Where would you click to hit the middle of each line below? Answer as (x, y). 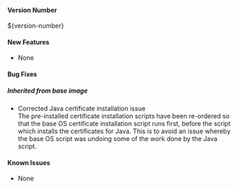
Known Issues (29, 162)
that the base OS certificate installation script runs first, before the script (124, 123)
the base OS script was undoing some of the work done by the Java (118, 138)
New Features (29, 42)
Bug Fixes (22, 74)
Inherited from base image (47, 90)
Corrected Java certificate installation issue (82, 108)
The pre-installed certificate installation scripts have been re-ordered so (124, 116)
